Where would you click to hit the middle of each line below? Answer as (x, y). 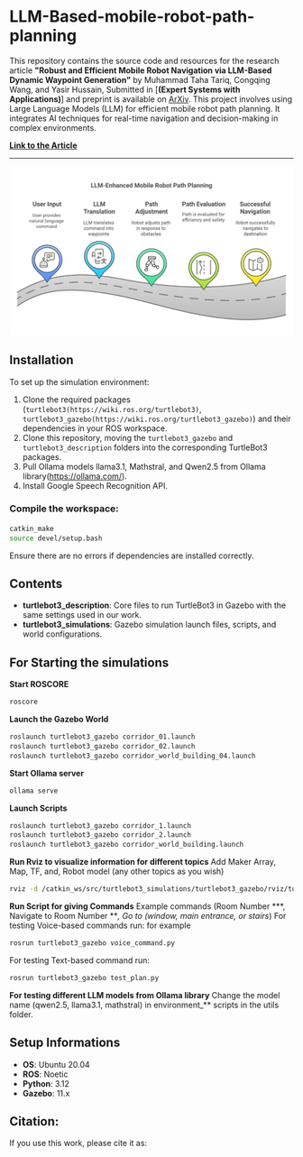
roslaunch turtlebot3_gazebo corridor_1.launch (101, 826)
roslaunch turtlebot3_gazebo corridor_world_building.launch (127, 845)
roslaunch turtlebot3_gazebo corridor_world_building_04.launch (133, 756)
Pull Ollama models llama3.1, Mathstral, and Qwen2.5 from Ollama (144, 466)
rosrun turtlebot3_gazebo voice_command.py (92, 943)
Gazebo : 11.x (46, 1093)
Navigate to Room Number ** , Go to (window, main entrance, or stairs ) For (148, 916)
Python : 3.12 (46, 1083)
